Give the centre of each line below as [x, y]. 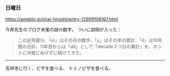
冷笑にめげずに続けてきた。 [55, 53]
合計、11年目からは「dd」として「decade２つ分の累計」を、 [90, 47]
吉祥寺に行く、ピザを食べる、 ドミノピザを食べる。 [59, 68]
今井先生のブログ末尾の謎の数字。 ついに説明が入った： [63, 30]
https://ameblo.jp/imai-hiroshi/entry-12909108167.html [62, 19]
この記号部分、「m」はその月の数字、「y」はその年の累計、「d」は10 [88, 40]
